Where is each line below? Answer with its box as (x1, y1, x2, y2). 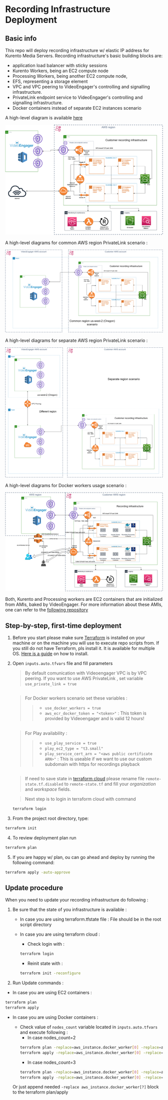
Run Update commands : (12, 980, 64, 986)
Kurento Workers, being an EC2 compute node (12, 68, 108, 74)
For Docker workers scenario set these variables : (24, 695, 127, 701)
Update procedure (5, 884, 63, 892)
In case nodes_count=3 (27, 1059, 76, 1065)
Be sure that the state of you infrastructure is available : (12, 907, 127, 913)
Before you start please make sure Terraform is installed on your (12, 634, 145, 640)
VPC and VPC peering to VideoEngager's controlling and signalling (12, 84, 150, 90)
